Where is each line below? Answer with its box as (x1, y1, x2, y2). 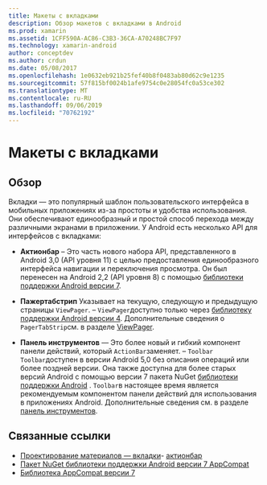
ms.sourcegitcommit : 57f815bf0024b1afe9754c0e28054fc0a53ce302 (8, 79, 225, 87)
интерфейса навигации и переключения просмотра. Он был (19, 264, 228, 273)
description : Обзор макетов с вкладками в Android (8, 19, 182, 27)
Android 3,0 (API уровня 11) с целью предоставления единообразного (19, 255, 259, 265)
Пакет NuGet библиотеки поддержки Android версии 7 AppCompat (19, 459, 249, 469)
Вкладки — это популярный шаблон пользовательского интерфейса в (8, 197, 249, 206)
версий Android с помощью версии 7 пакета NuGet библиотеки (19, 372, 239, 381)
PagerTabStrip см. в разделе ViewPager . (19, 323, 155, 331)
